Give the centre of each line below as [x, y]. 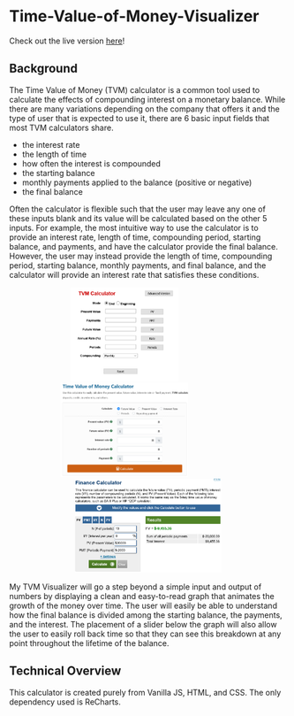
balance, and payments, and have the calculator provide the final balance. [143, 246]
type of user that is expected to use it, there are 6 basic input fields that [139, 118]
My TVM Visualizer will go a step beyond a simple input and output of [136, 587]
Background [43, 69]
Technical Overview [65, 671]
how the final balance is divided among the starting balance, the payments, [146, 615]
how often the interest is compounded [91, 163]
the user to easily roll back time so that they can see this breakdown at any [145, 634]
